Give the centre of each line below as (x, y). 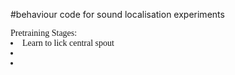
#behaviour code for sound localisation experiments (117, 14)
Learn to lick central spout (68, 43)
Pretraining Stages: (44, 33)
